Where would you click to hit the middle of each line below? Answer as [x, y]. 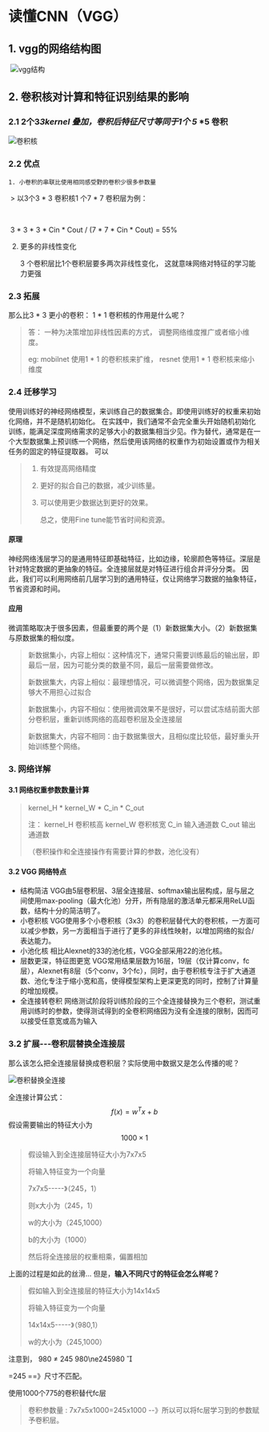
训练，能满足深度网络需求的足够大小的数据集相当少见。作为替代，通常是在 [131, 431]
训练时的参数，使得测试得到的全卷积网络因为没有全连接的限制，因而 [139, 1011]
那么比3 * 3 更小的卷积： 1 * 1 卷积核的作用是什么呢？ [97, 315]
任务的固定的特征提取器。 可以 [58, 451]
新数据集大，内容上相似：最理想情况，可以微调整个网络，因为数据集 [140, 682]
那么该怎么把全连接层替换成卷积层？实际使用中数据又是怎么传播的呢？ [124, 1063]
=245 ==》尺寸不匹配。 [47, 1376]
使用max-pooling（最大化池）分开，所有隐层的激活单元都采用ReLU [137, 901]
